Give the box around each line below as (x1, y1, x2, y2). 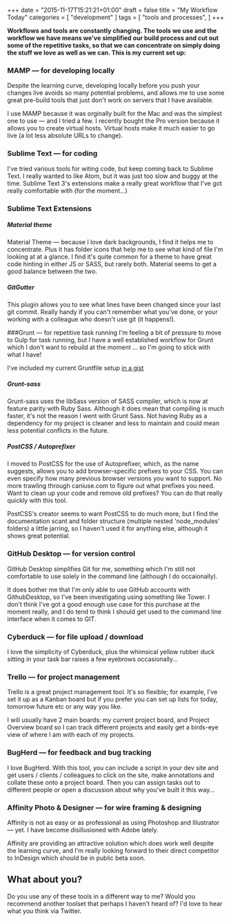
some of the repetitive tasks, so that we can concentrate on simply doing (7, 41, 221, 49)
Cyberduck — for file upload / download (7, 631, 143, 641)
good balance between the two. (7, 267, 98, 275)
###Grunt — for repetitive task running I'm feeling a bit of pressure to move (7, 328, 222, 337)
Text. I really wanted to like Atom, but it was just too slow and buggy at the (7, 172, 219, 180)
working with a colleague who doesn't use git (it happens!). (7, 315, 176, 324)
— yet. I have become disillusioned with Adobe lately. (7, 825, 159, 834)
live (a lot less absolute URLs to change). (7, 131, 123, 140)
